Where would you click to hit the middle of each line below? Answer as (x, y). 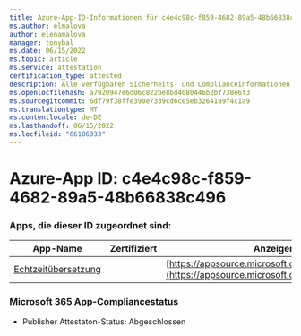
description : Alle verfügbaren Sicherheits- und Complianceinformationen (150, 84)
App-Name (57, 249)
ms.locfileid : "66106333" (57, 134)
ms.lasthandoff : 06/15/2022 (62, 126)
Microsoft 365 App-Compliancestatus (94, 302)
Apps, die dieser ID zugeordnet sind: (90, 225)
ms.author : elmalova (48, 26)
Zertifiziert (133, 249)
